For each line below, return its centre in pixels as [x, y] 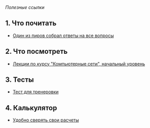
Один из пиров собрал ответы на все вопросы [63, 36]
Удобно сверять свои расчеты [46, 120]
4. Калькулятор [31, 108]
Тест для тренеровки [36, 92]
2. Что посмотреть [36, 52]
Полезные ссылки [25, 7]
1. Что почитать [31, 23]
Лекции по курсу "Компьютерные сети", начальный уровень [79, 63]
